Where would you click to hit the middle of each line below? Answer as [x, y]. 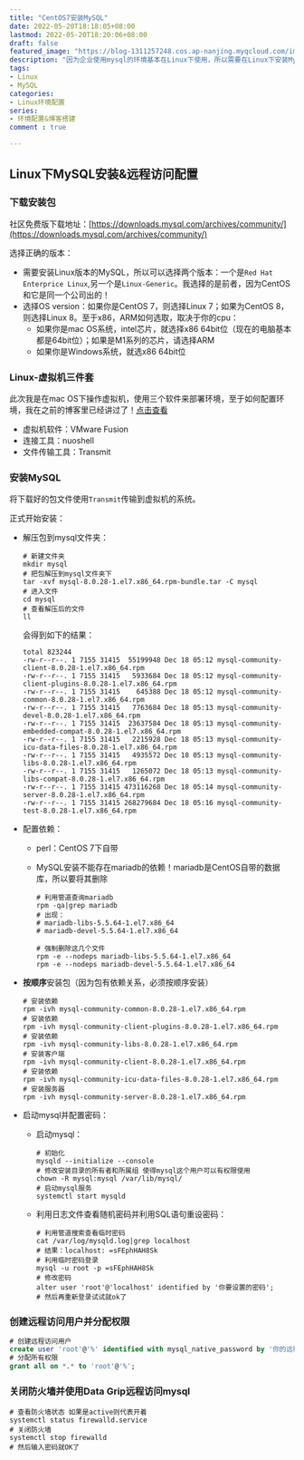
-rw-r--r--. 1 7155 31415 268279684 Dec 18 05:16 [118, 803]
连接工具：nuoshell [58, 440]
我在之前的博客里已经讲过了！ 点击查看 [96, 410]
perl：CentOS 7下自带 [77, 848]
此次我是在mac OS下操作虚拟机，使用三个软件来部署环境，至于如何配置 [143, 398]
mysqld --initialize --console [95, 1162]
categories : [32, 93]
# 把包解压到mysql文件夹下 [67, 574]
